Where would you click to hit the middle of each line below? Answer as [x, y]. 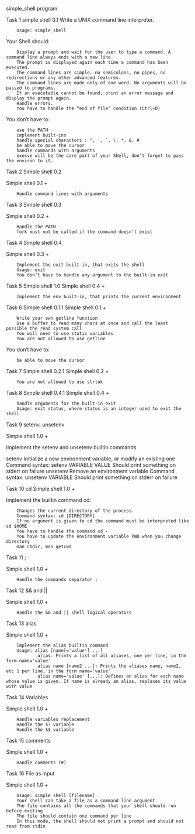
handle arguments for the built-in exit [66, 404]
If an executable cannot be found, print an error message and [95, 93]
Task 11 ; [16, 558]
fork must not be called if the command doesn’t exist [85, 232]
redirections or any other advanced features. [64, 78]
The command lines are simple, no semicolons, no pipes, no [91, 73]
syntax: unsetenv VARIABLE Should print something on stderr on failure [92, 477]
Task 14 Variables [27, 697]
